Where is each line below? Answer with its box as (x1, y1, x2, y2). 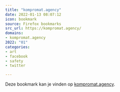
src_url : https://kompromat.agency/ (5, 26, 81, 31)
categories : (5, 44, 30, 49)
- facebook (5, 53, 28, 59)
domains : (5, 30, 23, 35)
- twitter (5, 63, 26, 68)
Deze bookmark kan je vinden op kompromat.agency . (5, 81, 115, 87)
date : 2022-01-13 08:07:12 (5, 12, 61, 17)
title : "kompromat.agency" (5, 7, 61, 12)
